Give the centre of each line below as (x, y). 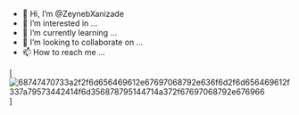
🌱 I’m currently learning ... (70, 33)
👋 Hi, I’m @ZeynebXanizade (73, 14)
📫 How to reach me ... (63, 52)
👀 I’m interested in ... (60, 23)
